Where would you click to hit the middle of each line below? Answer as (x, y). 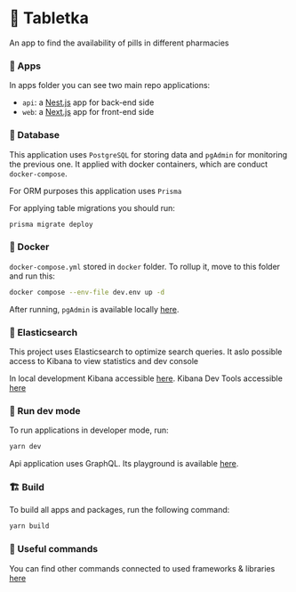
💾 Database (35, 135)
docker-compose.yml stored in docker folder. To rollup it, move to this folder (145, 266)
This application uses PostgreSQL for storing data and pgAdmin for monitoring (148, 154)
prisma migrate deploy (51, 224)
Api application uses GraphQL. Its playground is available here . (124, 464)
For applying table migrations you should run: (92, 207)
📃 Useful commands (54, 549)
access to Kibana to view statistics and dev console (104, 361)
